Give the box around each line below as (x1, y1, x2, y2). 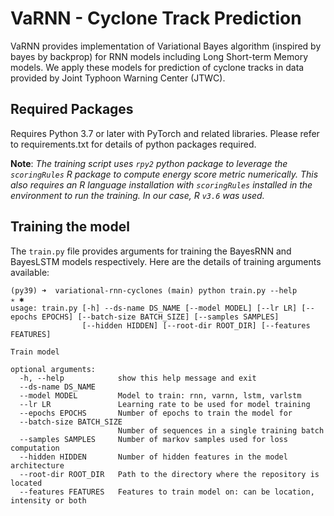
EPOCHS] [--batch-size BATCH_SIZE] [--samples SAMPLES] (41, 312, 280, 322)
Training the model (10, 218, 130, 236)
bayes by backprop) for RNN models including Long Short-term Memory (10, 50, 308, 62)
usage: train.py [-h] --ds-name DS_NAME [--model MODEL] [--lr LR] (10, 303, 298, 313)
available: (10, 266, 50, 278)
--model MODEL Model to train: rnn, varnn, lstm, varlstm (19, 390, 302, 401)
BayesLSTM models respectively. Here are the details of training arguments (10, 255, 322, 267)
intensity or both (10, 495, 87, 506)
